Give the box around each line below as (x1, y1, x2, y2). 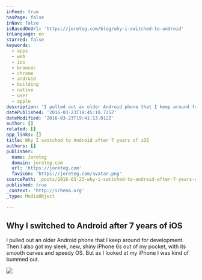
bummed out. (6, 256, 40, 263)
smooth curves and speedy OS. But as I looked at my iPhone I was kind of (6, 249, 189, 257)
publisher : (6, 148, 34, 154)
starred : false (6, 37, 44, 43)
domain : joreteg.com (11, 160, 63, 166)
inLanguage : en (6, 31, 44, 37)
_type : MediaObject (6, 193, 55, 199)
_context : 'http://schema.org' (6, 187, 85, 193)
